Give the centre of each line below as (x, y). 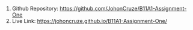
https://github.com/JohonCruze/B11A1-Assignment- (123, 9)
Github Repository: (35, 9)
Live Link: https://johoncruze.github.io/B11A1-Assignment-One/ (89, 21)
